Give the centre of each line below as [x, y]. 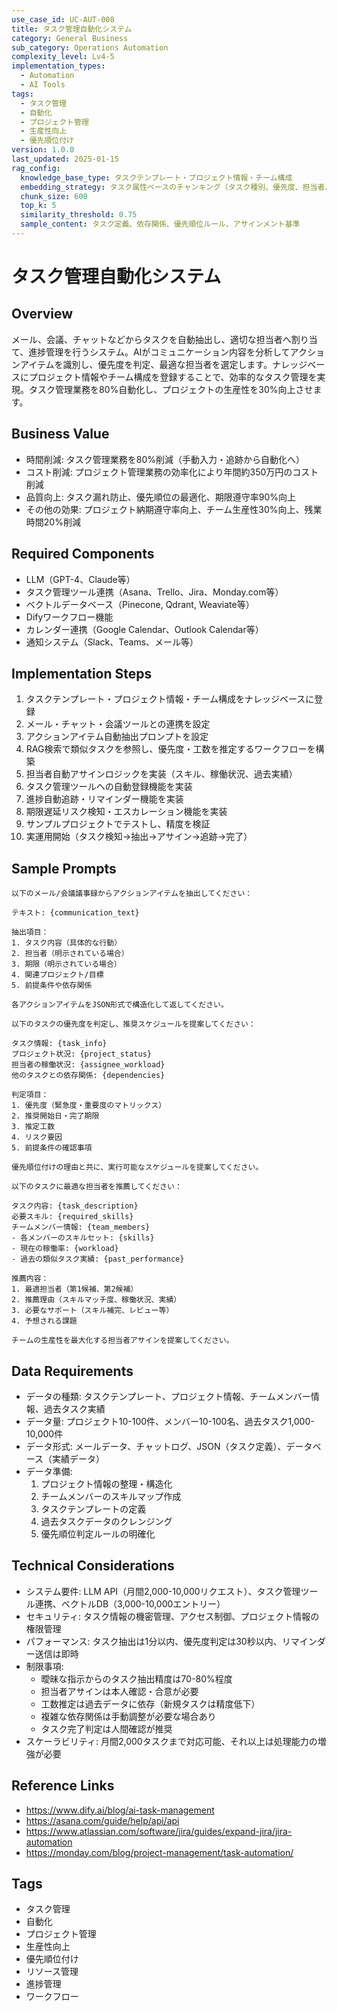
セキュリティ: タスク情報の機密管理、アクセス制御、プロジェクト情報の [172, 1616]
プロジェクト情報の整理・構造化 [106, 1483]
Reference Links [63, 1786]
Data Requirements [72, 1371]
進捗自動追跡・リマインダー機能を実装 [104, 799]
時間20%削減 [53, 522]
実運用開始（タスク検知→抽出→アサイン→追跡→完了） [139, 837]
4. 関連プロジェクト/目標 [57, 975]
